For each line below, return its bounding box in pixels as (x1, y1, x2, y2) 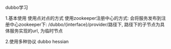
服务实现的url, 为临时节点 (9, 28, 63, 34)
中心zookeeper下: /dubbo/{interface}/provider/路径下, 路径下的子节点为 (9, 22, 160, 27)
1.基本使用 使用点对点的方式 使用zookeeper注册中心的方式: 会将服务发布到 (5, 15, 162, 21)
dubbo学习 (5, 5, 28, 10)
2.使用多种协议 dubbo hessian (5, 38, 69, 44)
